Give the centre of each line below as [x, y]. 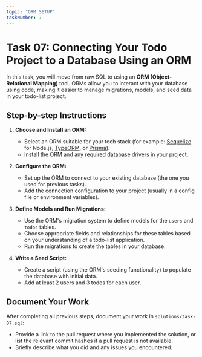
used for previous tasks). [55, 185]
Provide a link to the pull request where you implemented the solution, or [106, 335]
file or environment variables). [61, 197]
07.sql [15, 323]
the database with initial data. [61, 277]
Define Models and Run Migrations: [60, 209]
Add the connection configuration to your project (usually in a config [109, 191]
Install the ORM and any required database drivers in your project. [106, 154]
